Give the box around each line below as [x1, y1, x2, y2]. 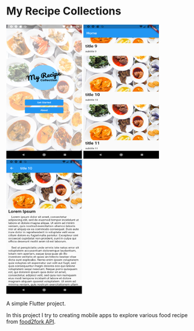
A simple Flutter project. [6, 300, 66, 307]
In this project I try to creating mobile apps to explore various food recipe [6, 311, 188, 318]
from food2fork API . [6, 318, 56, 325]
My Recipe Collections [6, 4, 121, 18]
